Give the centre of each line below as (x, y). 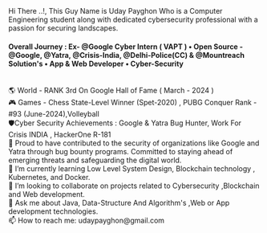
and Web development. (47, 194)
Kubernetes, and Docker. (49, 178)
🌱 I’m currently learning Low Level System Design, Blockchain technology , (132, 169)
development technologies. (53, 211)
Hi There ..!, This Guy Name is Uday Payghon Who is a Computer (115, 11)
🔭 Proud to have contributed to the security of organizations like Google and (134, 143)
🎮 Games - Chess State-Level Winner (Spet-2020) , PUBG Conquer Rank (130, 103)
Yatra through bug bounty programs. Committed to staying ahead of (121, 152)
